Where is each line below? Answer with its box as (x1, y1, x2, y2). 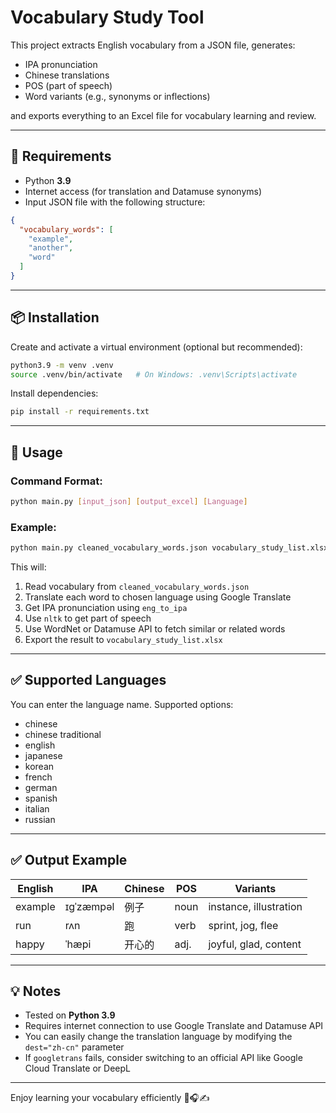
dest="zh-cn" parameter (24, 1041, 125, 1053)
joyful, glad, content (208, 937, 302, 951)
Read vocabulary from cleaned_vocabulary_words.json (24, 581, 250, 593)
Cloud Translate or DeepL (24, 1062, 131, 1075)
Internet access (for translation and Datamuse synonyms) (24, 185, 263, 197)
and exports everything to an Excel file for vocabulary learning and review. (10, 109, 317, 121)
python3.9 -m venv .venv (10, 360, 114, 370)
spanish (24, 792, 58, 804)
